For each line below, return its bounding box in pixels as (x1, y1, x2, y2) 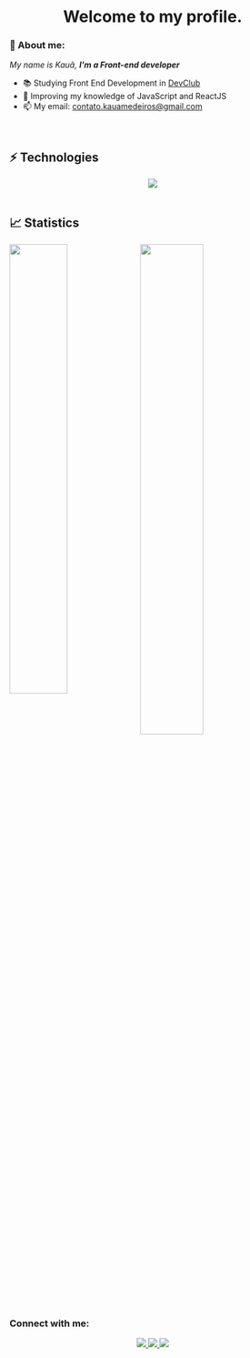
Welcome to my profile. (63, 6, 243, 27)
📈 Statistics (9, 215, 80, 230)
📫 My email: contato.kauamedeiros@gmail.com (22, 101, 203, 112)
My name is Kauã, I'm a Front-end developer (9, 59, 180, 70)
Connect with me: (9, 1317, 90, 1330)
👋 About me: (9, 39, 65, 52)
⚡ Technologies (9, 149, 99, 165)
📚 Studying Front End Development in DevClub (22, 77, 201, 88)
